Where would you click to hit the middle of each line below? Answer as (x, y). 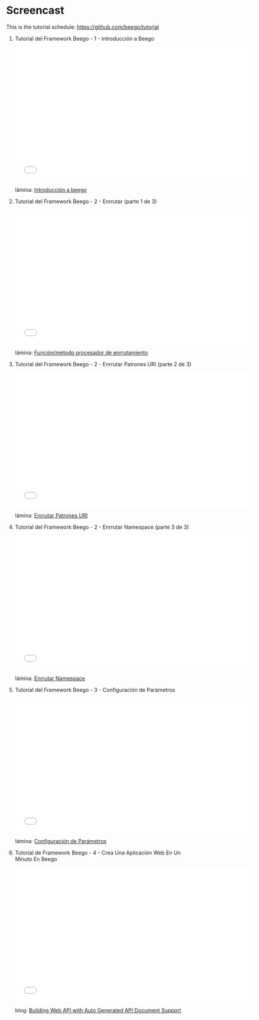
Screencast (35, 10)
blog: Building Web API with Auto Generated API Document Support (98, 1010)
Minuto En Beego (36, 859)
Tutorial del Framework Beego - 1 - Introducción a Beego (84, 38)
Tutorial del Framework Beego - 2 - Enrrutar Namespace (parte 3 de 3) (102, 527)
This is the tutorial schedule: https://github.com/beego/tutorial (83, 27)
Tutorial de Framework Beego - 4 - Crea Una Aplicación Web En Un (98, 853)
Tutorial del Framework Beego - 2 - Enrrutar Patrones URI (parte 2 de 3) (103, 364)
